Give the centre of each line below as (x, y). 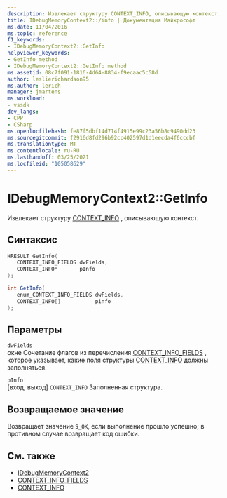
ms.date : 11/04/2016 (37, 27)
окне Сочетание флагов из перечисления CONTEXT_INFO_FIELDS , (107, 353)
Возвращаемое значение (66, 409)
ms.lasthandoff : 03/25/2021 (48, 157)
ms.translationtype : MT (42, 144)
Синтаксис (32, 240)
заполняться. (27, 368)
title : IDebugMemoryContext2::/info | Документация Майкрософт (102, 20)
